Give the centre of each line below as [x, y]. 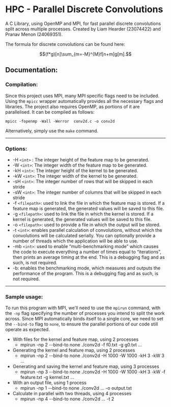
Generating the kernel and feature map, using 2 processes [74, 350]
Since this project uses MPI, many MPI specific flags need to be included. [82, 96]
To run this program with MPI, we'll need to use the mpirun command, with [83, 308]
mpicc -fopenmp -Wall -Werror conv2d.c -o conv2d [60, 121]
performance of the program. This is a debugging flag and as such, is [85, 273]
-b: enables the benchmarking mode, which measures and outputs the [87, 268]
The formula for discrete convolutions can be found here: [65, 44]
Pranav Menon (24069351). [34, 34]
